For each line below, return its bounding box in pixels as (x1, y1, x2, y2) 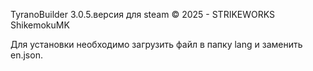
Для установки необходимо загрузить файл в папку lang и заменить (10, 39, 303, 50)
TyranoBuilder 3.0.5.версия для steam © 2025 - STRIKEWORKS (10, 9, 275, 20)
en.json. (10, 49, 43, 61)
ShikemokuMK (10, 19, 70, 31)
